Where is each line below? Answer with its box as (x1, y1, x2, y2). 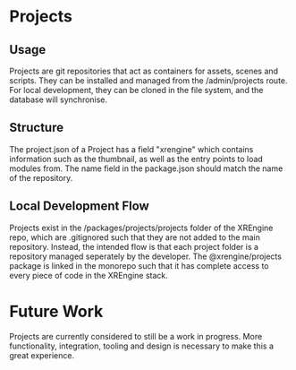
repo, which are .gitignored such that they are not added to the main (9, 231, 261, 243)
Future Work (9, 301, 104, 322)
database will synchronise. (9, 94, 108, 105)
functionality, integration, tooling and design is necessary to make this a (9, 340, 275, 351)
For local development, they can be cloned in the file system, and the (9, 85, 264, 95)
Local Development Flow (9, 199, 149, 214)
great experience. (9, 349, 74, 360)
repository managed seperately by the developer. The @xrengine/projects (9, 251, 282, 262)
